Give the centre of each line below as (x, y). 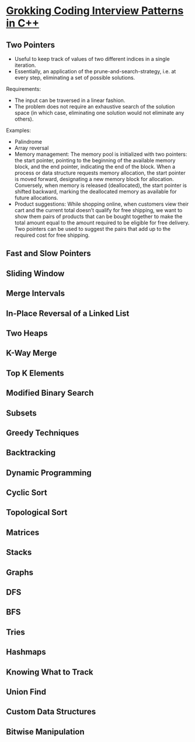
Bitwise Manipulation (45, 732)
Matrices (23, 532)
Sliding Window (35, 273)
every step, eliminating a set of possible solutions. (75, 78)
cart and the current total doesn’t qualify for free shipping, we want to (98, 210)
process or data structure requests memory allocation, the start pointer (100, 173)
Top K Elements (35, 373)
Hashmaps (26, 652)
